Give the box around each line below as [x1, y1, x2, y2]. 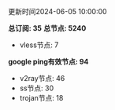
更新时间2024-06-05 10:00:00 [8, 7, 108, 16]
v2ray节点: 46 [19, 74, 65, 82]
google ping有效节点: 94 [8, 57, 89, 66]
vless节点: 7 [19, 40, 59, 49]
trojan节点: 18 [19, 93, 64, 102]
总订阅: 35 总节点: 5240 [8, 24, 87, 33]
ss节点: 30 [19, 83, 54, 93]
